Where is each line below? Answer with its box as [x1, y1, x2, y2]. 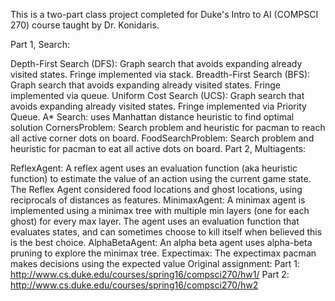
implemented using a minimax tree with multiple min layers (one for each [10, 205, 310, 216]
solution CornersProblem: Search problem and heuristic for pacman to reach [10, 122, 326, 133]
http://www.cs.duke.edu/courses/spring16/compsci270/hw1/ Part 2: [10, 269, 290, 280]
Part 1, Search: [10, 39, 70, 50]
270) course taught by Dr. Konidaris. [10, 19, 160, 31]
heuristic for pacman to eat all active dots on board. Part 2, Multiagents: [10, 143, 307, 154]
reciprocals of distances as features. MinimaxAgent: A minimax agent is [10, 194, 306, 206]
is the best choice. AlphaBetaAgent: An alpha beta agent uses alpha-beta [10, 237, 313, 248]
